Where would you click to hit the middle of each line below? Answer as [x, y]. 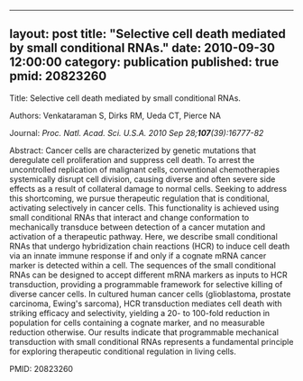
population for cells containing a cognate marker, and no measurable [137, 322]
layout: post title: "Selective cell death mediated [147, 34]
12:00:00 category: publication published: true [144, 63]
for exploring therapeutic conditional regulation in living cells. [123, 351]
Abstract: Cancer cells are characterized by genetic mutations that [133, 150]
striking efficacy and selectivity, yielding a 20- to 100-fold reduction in [140, 313]
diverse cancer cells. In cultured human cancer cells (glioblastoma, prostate [150, 294]
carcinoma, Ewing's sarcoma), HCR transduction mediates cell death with [146, 304]
